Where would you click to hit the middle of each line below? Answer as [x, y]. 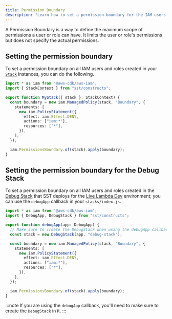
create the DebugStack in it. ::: [36, 311]
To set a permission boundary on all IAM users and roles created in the [80, 190]
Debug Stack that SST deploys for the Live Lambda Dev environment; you [83, 196]
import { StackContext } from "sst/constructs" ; [58, 88]
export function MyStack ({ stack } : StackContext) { [63, 98]
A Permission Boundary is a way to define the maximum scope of [74, 29]
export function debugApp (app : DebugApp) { [52, 225]
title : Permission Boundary [35, 10]
